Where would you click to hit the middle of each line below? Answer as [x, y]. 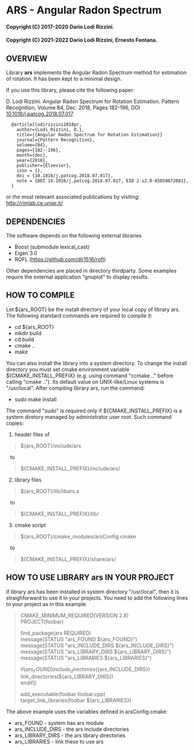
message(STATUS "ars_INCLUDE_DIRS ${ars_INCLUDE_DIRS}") [97, 645]
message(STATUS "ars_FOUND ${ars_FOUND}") [79, 639]
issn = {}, [30, 171]
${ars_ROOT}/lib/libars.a [50, 491]
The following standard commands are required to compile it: [79, 315]
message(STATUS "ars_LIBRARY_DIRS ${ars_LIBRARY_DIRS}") [96, 651]
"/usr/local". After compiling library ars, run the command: [75, 388]
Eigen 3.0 [26, 253]
